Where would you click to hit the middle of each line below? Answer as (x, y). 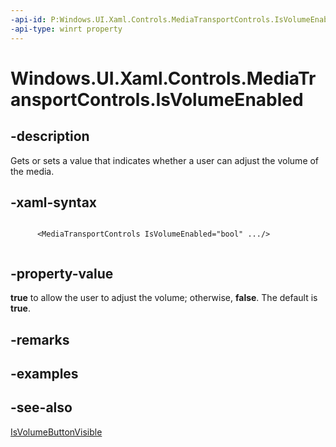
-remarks (40, 339)
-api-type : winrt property (66, 29)
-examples (44, 373)
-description (50, 136)
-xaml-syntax (54, 202)
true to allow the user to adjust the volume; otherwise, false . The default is (164, 298)
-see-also (41, 407)
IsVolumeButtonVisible (56, 432)
